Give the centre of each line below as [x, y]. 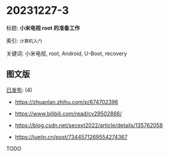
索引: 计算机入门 [24, 40]
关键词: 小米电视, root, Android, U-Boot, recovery [67, 53]
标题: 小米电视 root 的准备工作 [43, 28]
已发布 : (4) [19, 90]
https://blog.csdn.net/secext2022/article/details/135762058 [89, 125]
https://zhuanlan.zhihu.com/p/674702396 [67, 102]
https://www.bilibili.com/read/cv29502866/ [68, 113]
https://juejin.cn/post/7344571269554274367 [71, 137]
